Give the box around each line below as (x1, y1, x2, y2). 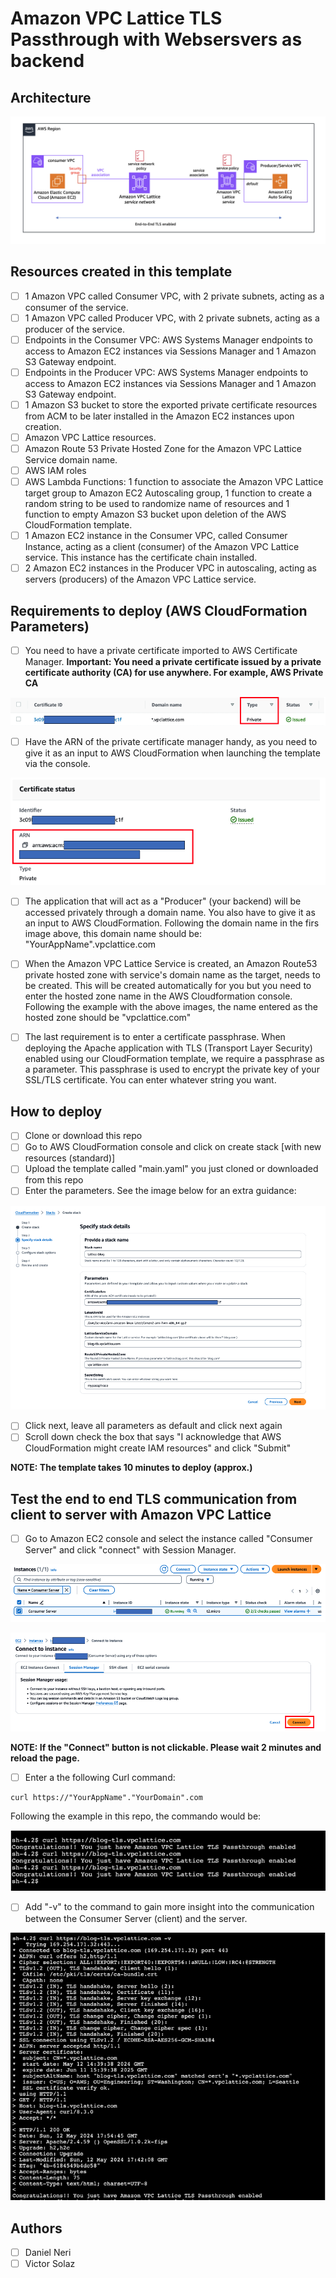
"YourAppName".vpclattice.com (24, 938, 157, 951)
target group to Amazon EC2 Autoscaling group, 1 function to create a (24, 487, 313, 499)
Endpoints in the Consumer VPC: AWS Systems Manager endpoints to (24, 333, 313, 346)
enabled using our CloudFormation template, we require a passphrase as (24, 1053, 325, 1065)
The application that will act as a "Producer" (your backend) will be (24, 895, 302, 907)
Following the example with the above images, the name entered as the (24, 1001, 318, 1013)
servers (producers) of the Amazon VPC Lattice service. (24, 573, 257, 586)
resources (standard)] (24, 1152, 116, 1164)
